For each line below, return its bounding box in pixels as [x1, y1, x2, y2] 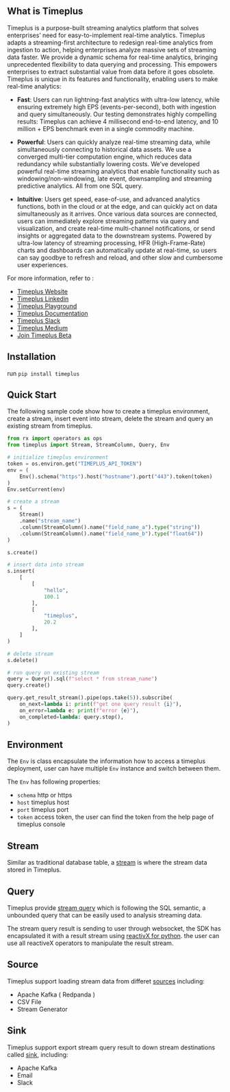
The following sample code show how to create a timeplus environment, [7, 407, 210, 416]
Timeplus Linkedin [16, 295, 69, 303]
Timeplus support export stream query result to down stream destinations [7, 1043, 216, 1051]
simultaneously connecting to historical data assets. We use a [16, 145, 192, 153]
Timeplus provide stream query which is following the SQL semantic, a [7, 904, 206, 912]
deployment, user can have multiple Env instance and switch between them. [7, 764, 221, 773]
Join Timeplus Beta [16, 331, 72, 339]
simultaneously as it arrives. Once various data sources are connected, [16, 209, 218, 218]
